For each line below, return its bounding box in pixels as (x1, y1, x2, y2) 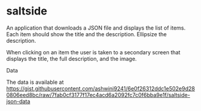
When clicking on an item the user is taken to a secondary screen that (6, 48, 180, 55)
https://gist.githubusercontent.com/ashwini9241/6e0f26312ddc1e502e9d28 (6, 84, 196, 92)
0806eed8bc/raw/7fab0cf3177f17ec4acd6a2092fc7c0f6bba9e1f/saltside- (6, 91, 191, 98)
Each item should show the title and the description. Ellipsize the (6, 30, 167, 37)
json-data (6, 98, 30, 105)
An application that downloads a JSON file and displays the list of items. (6, 24, 186, 31)
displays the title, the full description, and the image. (6, 55, 137, 62)
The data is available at (6, 78, 64, 86)
